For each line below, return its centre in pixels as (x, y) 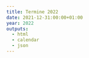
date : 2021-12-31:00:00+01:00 (45, 18)
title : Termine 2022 (33, 12)
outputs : (17, 29)
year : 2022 (20, 23)
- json (20, 46)
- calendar (26, 40)
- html (20, 34)
